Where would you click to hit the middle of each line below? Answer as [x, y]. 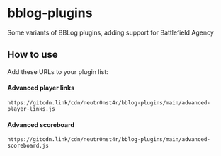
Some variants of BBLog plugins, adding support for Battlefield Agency [111, 32]
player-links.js [31, 109]
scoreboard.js [28, 146]
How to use [33, 55]
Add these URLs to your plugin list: [58, 71]
